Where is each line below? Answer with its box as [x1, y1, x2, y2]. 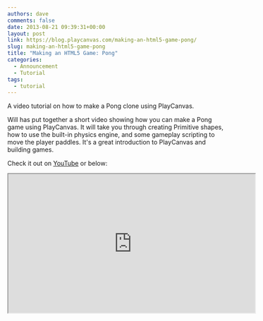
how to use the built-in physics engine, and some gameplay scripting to [7, 131, 215, 139]
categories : [7, 56, 42, 63]
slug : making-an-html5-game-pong [7, 43, 106, 50]
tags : [7, 75, 23, 83]
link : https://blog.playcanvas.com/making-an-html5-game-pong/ [7, 37, 197, 44]
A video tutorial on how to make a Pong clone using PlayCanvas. [7, 102, 195, 110]
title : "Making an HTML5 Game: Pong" [7, 50, 118, 57]
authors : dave [7, 10, 49, 18]
